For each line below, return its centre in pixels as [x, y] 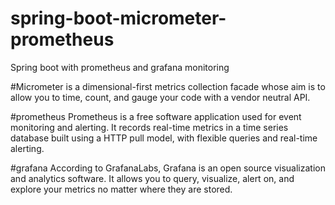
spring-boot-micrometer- [118, 18]
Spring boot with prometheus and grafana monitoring [120, 67]
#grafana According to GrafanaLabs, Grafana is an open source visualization [168, 168]
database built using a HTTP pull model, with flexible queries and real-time [164, 138]
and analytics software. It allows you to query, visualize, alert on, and [152, 178]
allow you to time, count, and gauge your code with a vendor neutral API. [160, 97]
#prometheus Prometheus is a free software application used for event [156, 116]
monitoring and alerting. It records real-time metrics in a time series [149, 127]
